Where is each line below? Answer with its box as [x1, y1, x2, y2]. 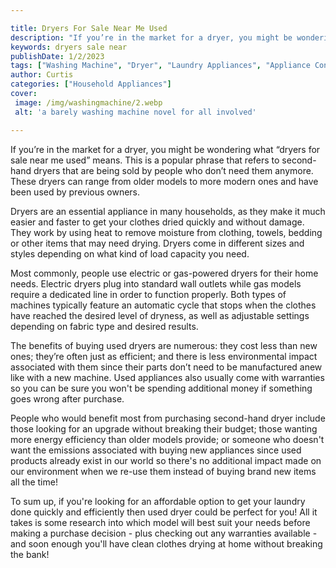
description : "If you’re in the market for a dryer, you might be [10, 32, 293, 43]
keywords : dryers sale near [10, 42, 128, 52]
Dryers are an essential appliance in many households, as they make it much [10, 205, 326, 217]
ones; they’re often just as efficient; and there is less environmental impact [10, 350, 318, 362]
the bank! [10, 548, 50, 560]
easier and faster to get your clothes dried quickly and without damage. [10, 216, 305, 228]
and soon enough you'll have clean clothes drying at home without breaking [10, 537, 323, 550]
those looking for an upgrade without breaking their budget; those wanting [10, 422, 318, 435]
